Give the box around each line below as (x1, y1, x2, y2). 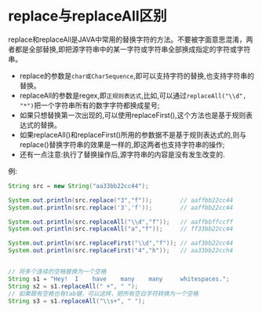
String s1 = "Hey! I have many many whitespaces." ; (8, 274, 230, 283)
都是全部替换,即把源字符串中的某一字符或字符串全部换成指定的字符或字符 (14, 44, 251, 53)
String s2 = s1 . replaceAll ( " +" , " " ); (8, 282, 139, 290)
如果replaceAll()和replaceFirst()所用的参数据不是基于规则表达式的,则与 (19, 130, 247, 139)
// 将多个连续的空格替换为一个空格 (8, 268, 107, 276)
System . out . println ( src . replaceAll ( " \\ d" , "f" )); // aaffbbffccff (8, 218, 234, 226)
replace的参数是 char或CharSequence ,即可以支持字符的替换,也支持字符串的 (19, 71, 255, 80)
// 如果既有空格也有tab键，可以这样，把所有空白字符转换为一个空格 (8, 289, 198, 297)
